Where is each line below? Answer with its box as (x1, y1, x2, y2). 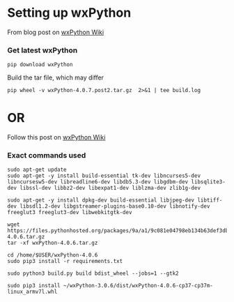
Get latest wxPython (7, 45, 78, 55)
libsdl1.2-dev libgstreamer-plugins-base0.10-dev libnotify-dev (19, 203, 210, 210)
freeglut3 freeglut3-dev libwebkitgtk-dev (7, 209, 132, 216)
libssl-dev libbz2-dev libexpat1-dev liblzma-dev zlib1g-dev (19, 185, 201, 192)
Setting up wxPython (7, 5, 132, 21)
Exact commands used (7, 151, 86, 160)
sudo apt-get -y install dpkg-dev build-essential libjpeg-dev (7, 197, 195, 204)
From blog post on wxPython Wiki (7, 28, 104, 36)
